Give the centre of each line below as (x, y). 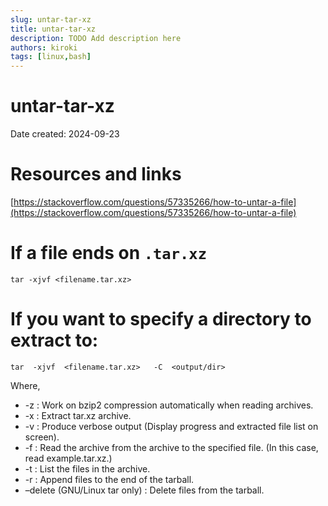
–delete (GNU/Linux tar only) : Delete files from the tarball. (144, 490)
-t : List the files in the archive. (87, 468)
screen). (42, 437)
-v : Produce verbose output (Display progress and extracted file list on (171, 426)
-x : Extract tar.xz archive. (78, 415)
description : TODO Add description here (96, 38)
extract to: (54, 340)
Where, (25, 385)
